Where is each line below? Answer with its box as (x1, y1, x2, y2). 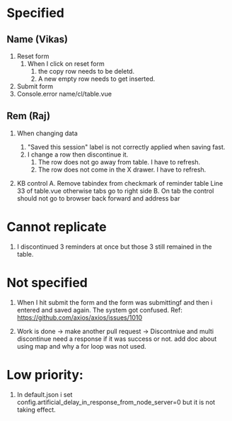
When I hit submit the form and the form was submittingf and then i (16, 298, 213, 306)
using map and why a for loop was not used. (16, 342, 146, 350)
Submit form (16, 82, 54, 90)
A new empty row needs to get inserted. (37, 74, 156, 83)
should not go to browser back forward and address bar (16, 193, 180, 203)
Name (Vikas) (6, 33, 69, 45)
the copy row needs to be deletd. (37, 67, 135, 75)
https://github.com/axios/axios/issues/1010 (16, 313, 143, 322)
